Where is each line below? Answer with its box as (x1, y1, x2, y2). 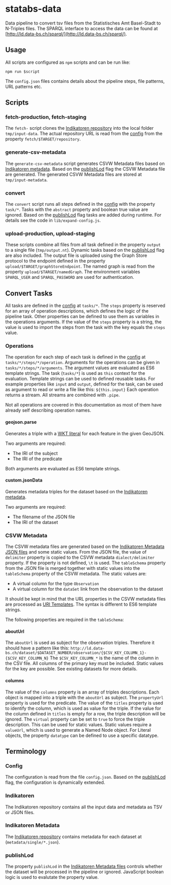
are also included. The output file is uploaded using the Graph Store (5, 252, 148, 258)
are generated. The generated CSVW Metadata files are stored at (5, 171, 142, 177)
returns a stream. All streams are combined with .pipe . (5, 392, 120, 398)
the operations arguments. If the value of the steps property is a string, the (5, 319, 162, 325)
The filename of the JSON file (12, 514, 75, 520)
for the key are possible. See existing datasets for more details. (5, 666, 137, 672)
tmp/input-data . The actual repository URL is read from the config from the (5, 131, 163, 137)
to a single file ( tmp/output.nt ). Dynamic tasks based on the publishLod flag (5, 247, 164, 253)
